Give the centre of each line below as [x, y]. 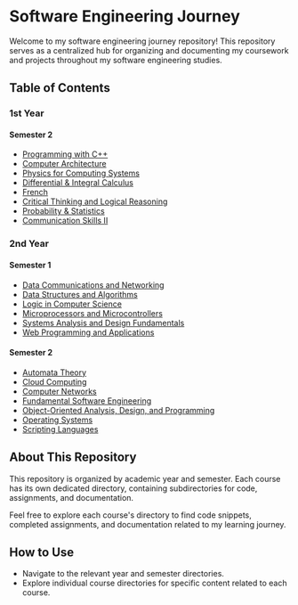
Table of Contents [60, 88]
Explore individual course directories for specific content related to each [154, 583]
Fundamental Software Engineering [87, 401]
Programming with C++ [65, 154]
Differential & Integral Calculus [77, 183]
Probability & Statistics [63, 211]
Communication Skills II [65, 221]
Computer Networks [60, 391]
